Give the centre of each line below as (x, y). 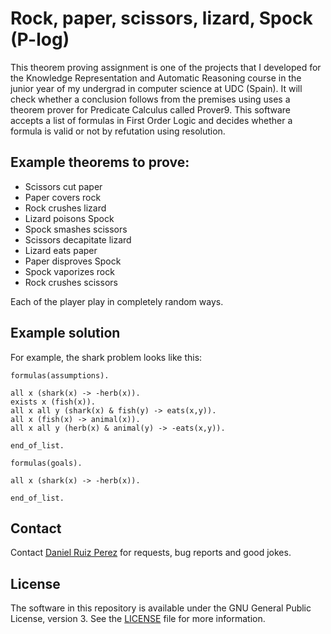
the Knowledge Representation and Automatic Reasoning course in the (156, 78)
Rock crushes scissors (71, 282)
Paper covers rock (63, 197)
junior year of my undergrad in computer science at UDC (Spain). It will (156, 88)
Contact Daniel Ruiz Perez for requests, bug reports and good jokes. (151, 553)
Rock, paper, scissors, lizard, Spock (161, 18)
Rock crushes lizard (65, 208)
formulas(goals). (46, 463)
